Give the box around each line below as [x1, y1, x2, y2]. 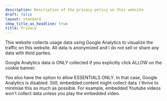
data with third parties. [5, 50, 51, 56]
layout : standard [5, 16, 41, 21]
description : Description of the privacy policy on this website [5, 7, 144, 12]
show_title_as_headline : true [5, 21, 68, 26]
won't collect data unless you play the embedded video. [5, 91, 121, 97]
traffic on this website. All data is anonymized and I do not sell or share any [5, 45, 160, 51]
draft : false [5, 12, 32, 17]
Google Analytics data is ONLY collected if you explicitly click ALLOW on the [5, 60, 162, 66]
